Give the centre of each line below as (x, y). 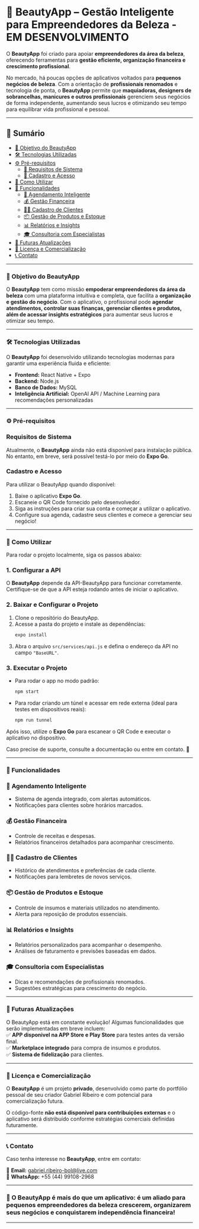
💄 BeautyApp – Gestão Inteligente (90, 12)
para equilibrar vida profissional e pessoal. (58, 109)
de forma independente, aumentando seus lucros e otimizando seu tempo (96, 103)
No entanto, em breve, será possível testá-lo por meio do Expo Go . (88, 456)
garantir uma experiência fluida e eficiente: (58, 363)
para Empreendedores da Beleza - (92, 25)
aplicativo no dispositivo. (36, 738)
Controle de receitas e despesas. (55, 836)
